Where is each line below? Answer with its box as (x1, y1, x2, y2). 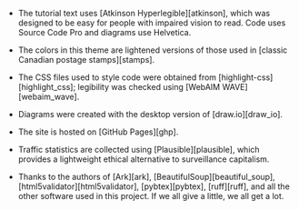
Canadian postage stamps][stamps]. (17, 55, 155, 65)
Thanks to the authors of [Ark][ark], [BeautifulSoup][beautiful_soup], (17, 172, 275, 182)
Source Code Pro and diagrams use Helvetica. (17, 27, 192, 37)
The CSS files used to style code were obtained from (17, 72, 216, 83)
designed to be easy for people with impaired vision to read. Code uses (17, 17, 286, 28)
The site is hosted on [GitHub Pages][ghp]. (17, 126, 179, 137)
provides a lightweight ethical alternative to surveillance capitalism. (17, 154, 270, 165)
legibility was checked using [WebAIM (77, 82, 221, 92)
